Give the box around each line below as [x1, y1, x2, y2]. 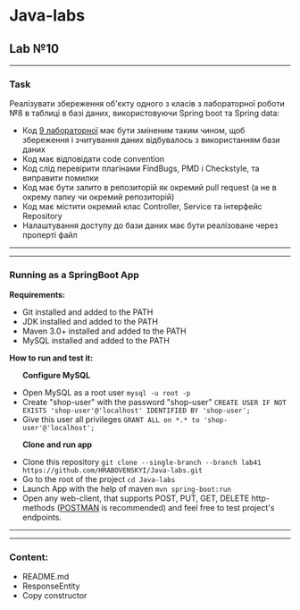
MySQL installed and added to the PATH [21, 335, 170, 345]
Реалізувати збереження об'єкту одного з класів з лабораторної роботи [9, 98, 286, 109]
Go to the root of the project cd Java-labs [21, 473, 176, 484]
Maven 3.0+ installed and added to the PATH [21, 326, 187, 336]
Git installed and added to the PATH [21, 306, 154, 318]
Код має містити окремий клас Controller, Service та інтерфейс [21, 201, 262, 212]
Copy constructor [21, 589, 87, 600]
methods [21, 502, 55, 513]
